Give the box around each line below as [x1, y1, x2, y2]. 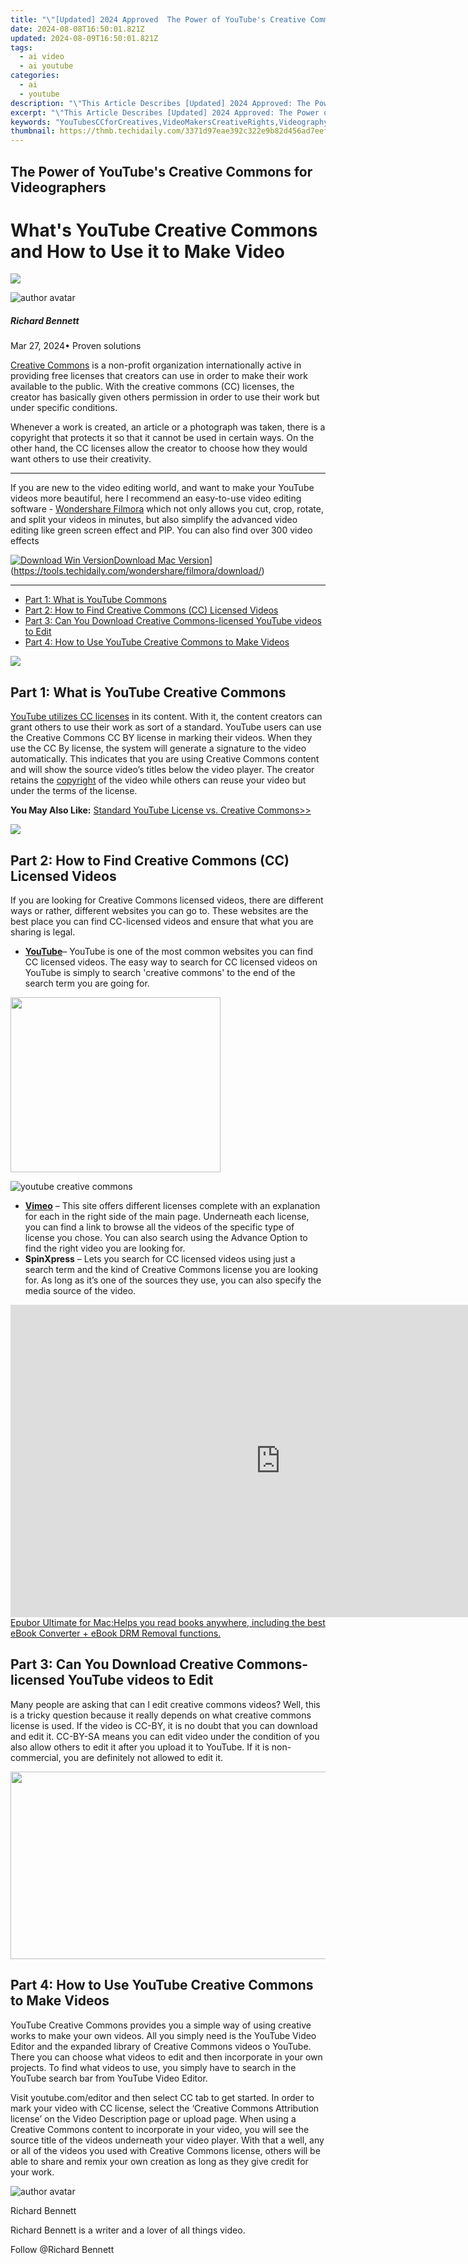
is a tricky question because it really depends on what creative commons [10, 1709, 312, 1721]
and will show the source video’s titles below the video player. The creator [10, 764, 315, 776]
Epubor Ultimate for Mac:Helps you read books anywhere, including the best [10, 1617, 326, 1629]
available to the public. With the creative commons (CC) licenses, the [10, 381, 295, 393]
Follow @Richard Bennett [10, 2243, 115, 2255]
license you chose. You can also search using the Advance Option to [24, 1232, 308, 1244]
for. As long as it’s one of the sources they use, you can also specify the [24, 1274, 322, 1286]
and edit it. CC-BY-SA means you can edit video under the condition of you [10, 1730, 320, 1742]
